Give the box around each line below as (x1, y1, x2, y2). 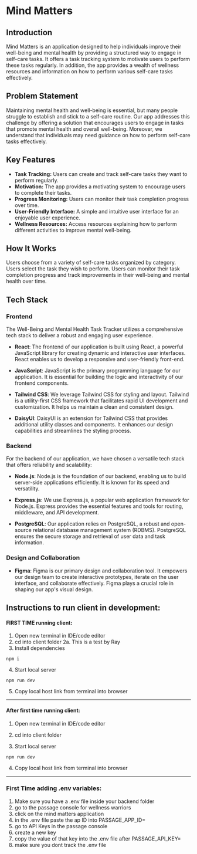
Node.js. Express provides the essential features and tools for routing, (14, 503, 184, 510)
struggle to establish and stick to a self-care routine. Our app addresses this (6, 113, 190, 120)
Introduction (6, 28, 53, 38)
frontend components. (14, 379, 69, 387)
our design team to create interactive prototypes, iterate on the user (14, 573, 179, 580)
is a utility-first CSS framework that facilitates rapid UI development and (14, 397, 188, 404)
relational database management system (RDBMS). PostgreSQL (32, 527, 186, 534)
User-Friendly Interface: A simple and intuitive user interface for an (14, 208, 179, 215)
